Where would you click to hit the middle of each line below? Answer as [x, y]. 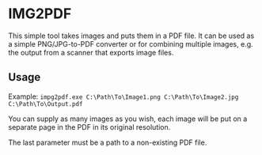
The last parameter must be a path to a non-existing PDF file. [108, 142]
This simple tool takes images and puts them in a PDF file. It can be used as [131, 36]
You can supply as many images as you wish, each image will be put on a [128, 119]
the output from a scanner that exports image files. [91, 52]
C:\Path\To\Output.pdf [46, 104]
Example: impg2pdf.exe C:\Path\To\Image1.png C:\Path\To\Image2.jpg [123, 96]
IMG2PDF [40, 14]
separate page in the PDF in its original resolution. [89, 127]
